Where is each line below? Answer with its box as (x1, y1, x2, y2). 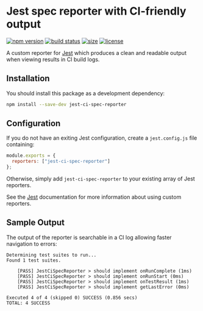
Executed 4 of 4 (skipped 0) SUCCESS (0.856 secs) (6, 295, 138, 301)
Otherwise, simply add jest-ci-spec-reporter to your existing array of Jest (6, 175, 195, 182)
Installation (6, 73, 50, 84)
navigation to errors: (6, 240, 57, 248)
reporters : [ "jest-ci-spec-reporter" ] (12, 159, 111, 165)
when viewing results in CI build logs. (6, 55, 100, 63)
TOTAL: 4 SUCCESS (6, 300, 51, 306)
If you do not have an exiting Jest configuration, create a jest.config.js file (6, 134, 198, 141)
